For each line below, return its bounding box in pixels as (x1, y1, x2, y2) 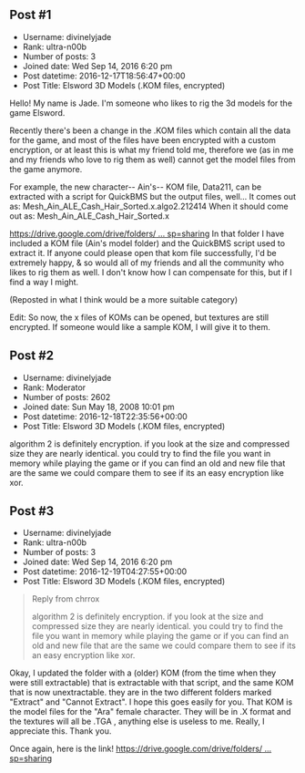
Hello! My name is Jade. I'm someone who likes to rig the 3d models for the (9, 98, 293, 108)
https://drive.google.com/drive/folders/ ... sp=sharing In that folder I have (9, 228, 285, 239)
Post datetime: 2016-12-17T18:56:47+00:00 (22, 70, 186, 81)
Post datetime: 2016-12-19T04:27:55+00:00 (22, 566, 188, 577)
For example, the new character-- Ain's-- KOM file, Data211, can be (9, 181, 262, 192)
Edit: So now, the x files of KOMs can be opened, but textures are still (9, 312, 269, 323)
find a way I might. (9, 276, 79, 287)
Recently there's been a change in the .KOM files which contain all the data (9, 125, 291, 136)
